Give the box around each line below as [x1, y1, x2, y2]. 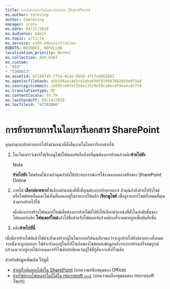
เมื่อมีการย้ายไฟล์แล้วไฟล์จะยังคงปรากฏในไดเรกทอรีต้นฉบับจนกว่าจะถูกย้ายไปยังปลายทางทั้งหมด [5, 235, 163, 241]
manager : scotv [5, 21, 38, 27]
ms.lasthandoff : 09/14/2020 [5, 97, 65, 102]
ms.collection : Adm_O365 [5, 55, 58, 60]
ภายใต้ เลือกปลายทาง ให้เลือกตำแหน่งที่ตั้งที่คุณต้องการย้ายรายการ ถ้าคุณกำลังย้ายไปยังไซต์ [12, 187, 160, 194]
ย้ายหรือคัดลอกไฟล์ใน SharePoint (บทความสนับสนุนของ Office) [12, 267, 126, 273]
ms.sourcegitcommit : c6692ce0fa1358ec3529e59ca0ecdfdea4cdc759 [5, 83, 142, 88]
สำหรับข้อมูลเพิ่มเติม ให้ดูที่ [5, 257, 49, 263]
